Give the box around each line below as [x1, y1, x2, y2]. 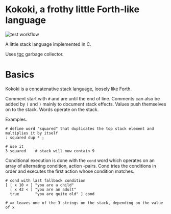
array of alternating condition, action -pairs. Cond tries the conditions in [5, 163, 157, 169]
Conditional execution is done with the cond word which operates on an [5, 157, 155, 164]
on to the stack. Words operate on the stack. [5, 106, 99, 113]
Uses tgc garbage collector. [5, 51, 64, 57]
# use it [5, 144, 24, 149]
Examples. [5, 116, 27, 122]
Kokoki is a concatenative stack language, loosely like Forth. [5, 86, 132, 92]
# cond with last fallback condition [5, 178, 86, 183]
